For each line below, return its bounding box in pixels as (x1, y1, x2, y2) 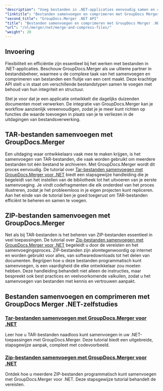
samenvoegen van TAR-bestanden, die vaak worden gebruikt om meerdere (5, 156, 155, 162)
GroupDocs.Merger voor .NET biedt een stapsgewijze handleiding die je (5, 171, 149, 177)
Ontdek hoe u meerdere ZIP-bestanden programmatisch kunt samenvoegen (5, 371, 157, 377)
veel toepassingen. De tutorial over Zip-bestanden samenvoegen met (5, 237, 144, 243)
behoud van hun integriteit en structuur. (5, 86, 84, 92)
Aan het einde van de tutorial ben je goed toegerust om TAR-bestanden (5, 192, 148, 198)
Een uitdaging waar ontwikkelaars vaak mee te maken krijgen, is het (5, 151, 141, 157)
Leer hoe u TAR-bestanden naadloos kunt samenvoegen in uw (5, 332, 130, 338)
